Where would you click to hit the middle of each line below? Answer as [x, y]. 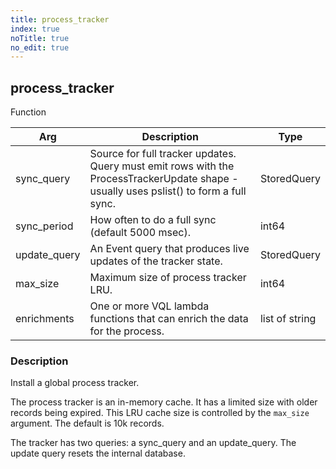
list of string [288, 319]
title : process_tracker [60, 19]
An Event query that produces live [169, 249]
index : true [35, 29]
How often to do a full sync [153, 220]
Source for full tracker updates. [163, 154]
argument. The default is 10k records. [87, 423]
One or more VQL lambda [149, 306]
